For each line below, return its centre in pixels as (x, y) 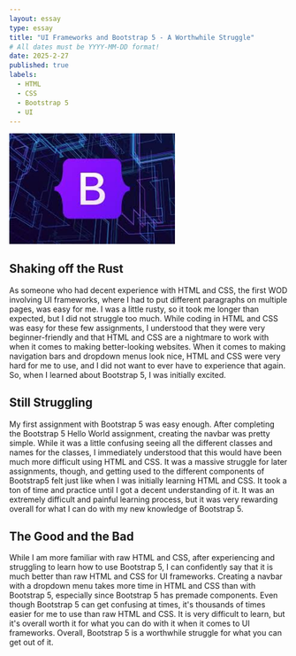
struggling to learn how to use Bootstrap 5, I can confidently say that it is (141, 567)
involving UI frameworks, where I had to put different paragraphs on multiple (148, 299)
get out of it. (31, 643)
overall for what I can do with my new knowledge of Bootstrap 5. (126, 508)
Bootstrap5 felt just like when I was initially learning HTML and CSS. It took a (148, 480)
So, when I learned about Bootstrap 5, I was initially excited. (118, 374)
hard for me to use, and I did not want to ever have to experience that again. (147, 365)
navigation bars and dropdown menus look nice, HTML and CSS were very (145, 356)
